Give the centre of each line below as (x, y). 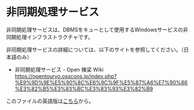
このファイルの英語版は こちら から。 (50, 101)
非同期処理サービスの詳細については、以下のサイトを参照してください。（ (95, 49)
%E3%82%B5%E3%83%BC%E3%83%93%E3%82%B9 (84, 89)
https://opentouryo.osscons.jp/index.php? (65, 76)
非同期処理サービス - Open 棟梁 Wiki (59, 69)
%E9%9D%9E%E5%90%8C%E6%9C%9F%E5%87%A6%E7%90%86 (101, 82)
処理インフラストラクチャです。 (55, 37)
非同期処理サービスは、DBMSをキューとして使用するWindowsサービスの (95, 30)
